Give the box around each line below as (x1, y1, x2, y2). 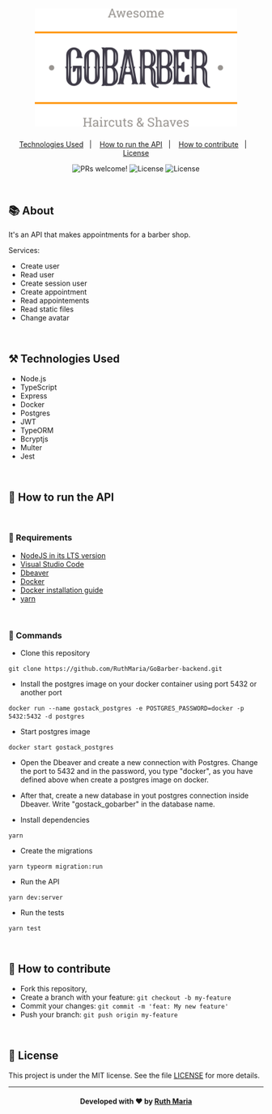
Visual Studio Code (19, 559, 85, 569)
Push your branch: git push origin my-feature (19, 1009, 178, 1019)
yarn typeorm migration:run (8, 862, 104, 871)
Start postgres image (19, 726, 91, 736)
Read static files (19, 304, 74, 314)
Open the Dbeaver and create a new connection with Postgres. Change (19, 757, 258, 767)
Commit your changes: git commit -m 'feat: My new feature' (19, 1000, 229, 1010)
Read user (19, 269, 55, 279)
